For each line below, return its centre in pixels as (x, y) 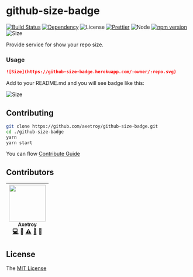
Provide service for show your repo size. (55, 45)
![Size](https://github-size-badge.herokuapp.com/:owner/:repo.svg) (91, 72)
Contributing (30, 113)
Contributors (30, 172)
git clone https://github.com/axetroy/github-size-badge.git (82, 126)
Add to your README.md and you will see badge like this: (75, 83)
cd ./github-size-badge (35, 132)
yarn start (19, 143)
